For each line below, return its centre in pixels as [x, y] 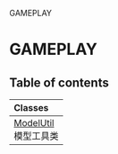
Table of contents [59, 82]
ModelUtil [34, 123]
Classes [31, 108]
